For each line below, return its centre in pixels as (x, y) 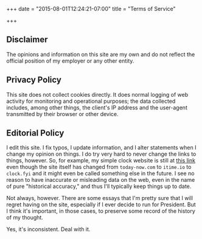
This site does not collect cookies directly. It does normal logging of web (97, 94)
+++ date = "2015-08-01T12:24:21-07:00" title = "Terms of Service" (91, 9)
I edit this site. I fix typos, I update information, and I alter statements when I (101, 148)
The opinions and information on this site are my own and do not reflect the (101, 54)
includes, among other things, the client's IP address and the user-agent (97, 107)
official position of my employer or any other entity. (70, 61)
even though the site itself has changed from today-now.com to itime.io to (99, 167)
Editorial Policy (35, 133)
